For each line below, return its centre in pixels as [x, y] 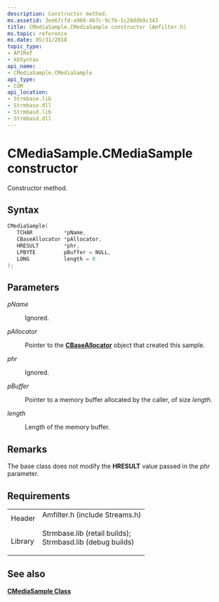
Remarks [27, 449]
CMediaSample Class [39, 591]
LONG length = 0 [56, 259]
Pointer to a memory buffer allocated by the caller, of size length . [119, 400]
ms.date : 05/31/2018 [38, 40]
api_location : [28, 92]
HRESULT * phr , [48, 246]
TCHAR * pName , [51, 233]
